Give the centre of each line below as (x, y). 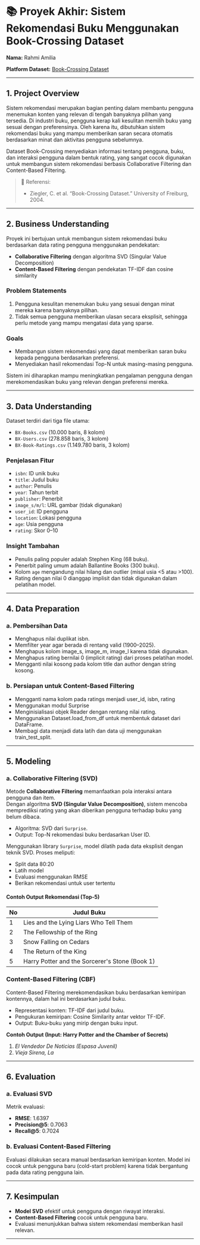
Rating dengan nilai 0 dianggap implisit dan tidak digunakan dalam (96, 578)
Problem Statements (36, 291)
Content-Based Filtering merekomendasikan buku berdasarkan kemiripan (96, 992)
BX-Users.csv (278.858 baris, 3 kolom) (62, 438)
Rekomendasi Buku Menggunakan (93, 28)
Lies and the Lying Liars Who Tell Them (78, 923)
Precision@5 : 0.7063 (41, 1125)
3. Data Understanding (49, 406)
